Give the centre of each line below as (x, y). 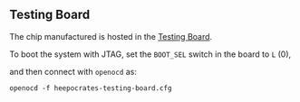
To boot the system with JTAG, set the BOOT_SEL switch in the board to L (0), (150, 54)
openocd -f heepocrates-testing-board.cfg (91, 88)
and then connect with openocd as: (73, 71)
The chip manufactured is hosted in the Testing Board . (111, 36)
